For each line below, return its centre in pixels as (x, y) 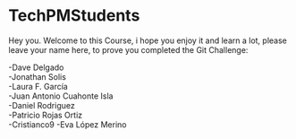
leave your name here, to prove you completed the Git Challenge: (128, 49)
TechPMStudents (74, 16)
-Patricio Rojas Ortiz (46, 115)
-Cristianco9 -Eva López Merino (68, 124)
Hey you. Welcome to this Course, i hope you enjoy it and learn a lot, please (148, 40)
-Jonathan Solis (37, 76)
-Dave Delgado (36, 67)
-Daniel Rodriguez (42, 105)
